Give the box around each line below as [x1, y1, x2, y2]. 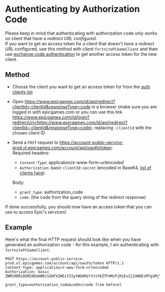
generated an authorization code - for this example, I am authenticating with [5, 241, 159, 247]
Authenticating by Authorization [5, 3, 140, 15]
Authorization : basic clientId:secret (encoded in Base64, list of [19, 164, 151, 170]
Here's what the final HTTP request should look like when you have [5, 236, 141, 242]
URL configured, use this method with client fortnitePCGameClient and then [5, 46, 158, 52]
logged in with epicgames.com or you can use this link [12, 109, 123, 115]
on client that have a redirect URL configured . [5, 35, 97, 41]
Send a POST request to [12, 139, 59, 145]
